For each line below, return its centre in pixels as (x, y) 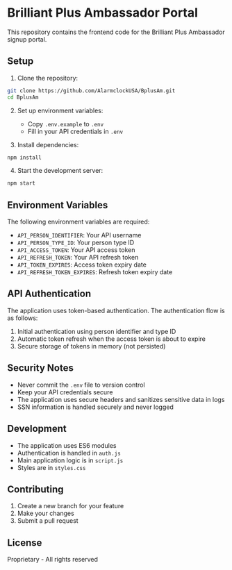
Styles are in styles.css (51, 467)
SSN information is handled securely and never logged (95, 407)
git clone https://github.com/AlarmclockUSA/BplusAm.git (91, 91)
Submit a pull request (48, 521)
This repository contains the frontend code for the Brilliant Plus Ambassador (116, 32)
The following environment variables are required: (78, 222)
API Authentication (49, 294)
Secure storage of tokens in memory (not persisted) (91, 346)
